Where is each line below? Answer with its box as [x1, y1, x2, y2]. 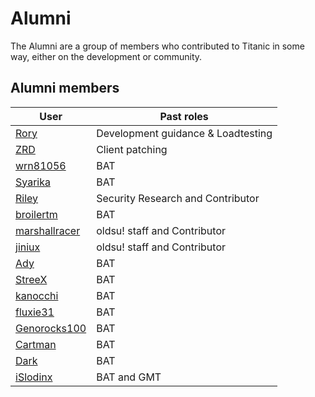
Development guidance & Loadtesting [96, 126, 273, 140]
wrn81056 [15, 158, 67, 172]
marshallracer [15, 223, 81, 237]
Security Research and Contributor [96, 191, 260, 205]
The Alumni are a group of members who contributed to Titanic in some [10, 40, 305, 52]
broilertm [15, 207, 58, 221]
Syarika [15, 175, 51, 189]
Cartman [15, 337, 57, 351]
